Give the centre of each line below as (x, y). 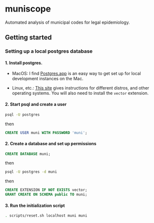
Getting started (28, 37)
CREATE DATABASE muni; (28, 154)
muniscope (28, 9)
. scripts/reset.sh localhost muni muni (46, 216)
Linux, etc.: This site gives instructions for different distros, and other (81, 88)
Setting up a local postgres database (49, 51)
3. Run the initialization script (35, 205)
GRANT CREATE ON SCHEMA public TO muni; (46, 194)
